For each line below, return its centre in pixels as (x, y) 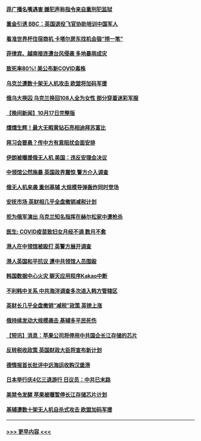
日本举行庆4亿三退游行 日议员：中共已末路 (58, 380)
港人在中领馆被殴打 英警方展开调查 (49, 246)
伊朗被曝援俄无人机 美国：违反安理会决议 (57, 157)
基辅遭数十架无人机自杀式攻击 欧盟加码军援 (59, 409)
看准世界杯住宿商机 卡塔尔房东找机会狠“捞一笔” (65, 38)
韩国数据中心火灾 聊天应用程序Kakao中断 (57, 276)
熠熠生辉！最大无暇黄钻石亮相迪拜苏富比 (56, 128)
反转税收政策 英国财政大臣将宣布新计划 (54, 350)
